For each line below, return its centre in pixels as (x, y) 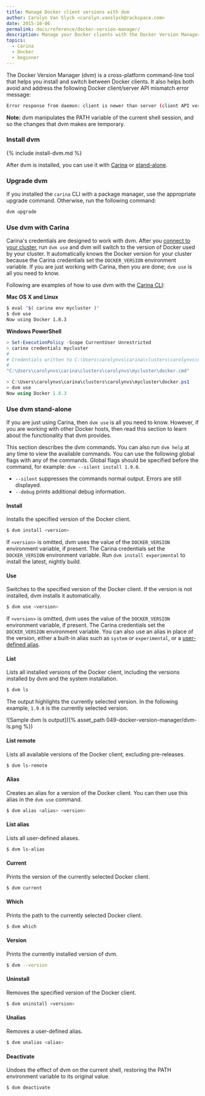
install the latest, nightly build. (44, 562)
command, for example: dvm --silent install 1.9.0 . (73, 467)
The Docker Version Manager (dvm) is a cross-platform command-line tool (100, 75)
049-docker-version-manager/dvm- (151, 720)
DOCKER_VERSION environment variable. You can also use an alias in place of (100, 632)
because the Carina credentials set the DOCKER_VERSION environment (91, 260)
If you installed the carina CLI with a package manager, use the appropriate (101, 194)
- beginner (26, 58)
